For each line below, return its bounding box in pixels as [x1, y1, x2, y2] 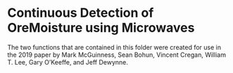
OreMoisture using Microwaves [7, 20, 195, 36]
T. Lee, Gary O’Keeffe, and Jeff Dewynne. [7, 58, 129, 66]
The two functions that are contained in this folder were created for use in [7, 43, 222, 51]
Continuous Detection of [7, 5, 154, 21]
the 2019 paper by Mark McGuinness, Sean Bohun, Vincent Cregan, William [7, 51, 227, 59]
